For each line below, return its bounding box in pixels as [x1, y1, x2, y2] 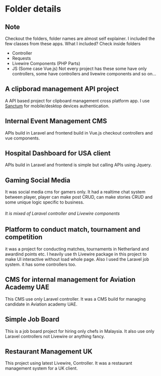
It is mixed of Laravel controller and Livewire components [5, 210, 120, 216]
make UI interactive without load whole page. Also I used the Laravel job [5, 256, 149, 262]
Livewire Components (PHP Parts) [12, 61, 80, 66]
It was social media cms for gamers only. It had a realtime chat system [5, 189, 145, 195]
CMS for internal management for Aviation [5, 275, 136, 284]
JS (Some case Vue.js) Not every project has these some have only [12, 66, 147, 71]
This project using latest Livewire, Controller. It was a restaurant [5, 360, 132, 366]
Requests [12, 55, 31, 61]
